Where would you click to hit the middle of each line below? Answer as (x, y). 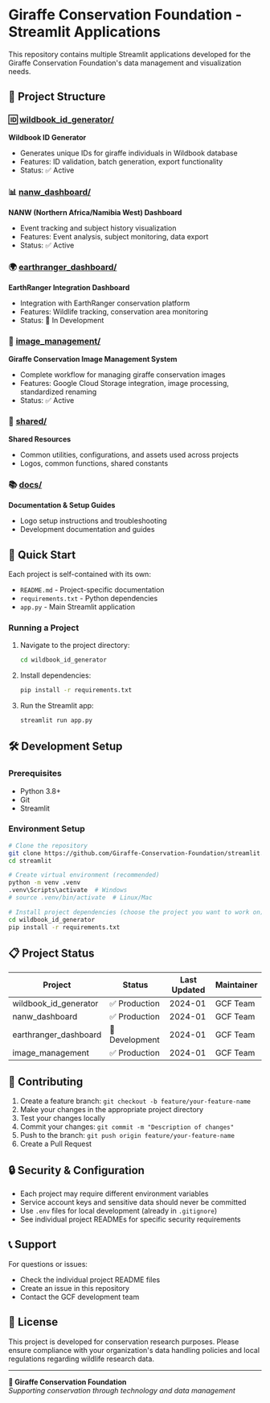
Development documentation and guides (87, 529)
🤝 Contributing (46, 1081)
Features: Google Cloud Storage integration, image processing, (124, 383)
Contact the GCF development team (80, 1297)
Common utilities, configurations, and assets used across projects (129, 455)
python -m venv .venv (45, 883)
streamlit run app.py (56, 720)
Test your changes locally (63, 1119)
